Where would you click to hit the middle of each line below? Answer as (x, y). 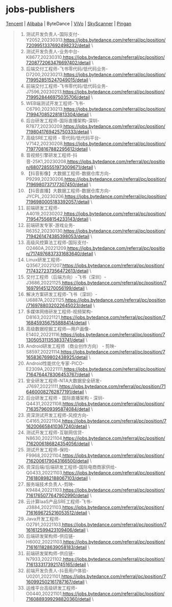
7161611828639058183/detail (56, 547)
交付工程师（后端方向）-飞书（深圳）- (66, 277)
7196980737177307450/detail (57, 184)
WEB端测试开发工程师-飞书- (55, 103)
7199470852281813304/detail (57, 114)
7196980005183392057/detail (58, 202)
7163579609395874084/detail (58, 409)
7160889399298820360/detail (58, 599)
